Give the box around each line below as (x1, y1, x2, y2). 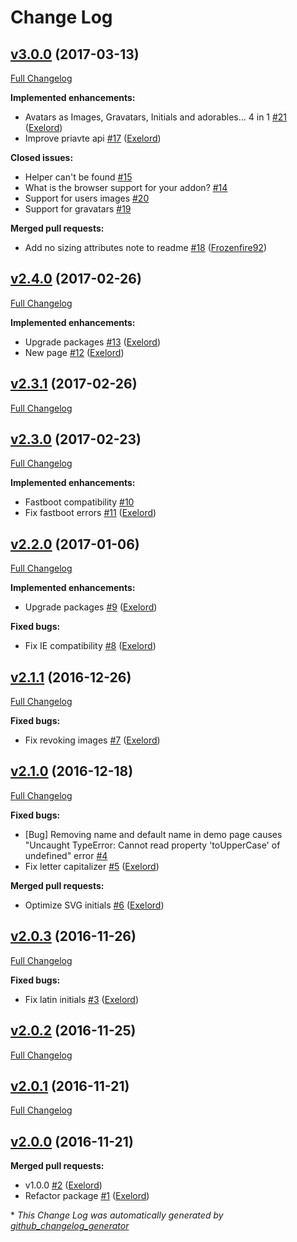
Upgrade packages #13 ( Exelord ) (24, 336, 162, 348)
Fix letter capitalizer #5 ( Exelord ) (24, 860, 160, 872)
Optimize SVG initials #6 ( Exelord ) (24, 899, 165, 911)
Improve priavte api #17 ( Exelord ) (24, 132, 162, 144)
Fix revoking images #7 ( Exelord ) (24, 734, 161, 746)
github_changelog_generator (10, 1220, 130, 1232)
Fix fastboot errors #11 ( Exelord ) (24, 507, 157, 519)
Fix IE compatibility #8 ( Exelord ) (24, 640, 157, 652)
